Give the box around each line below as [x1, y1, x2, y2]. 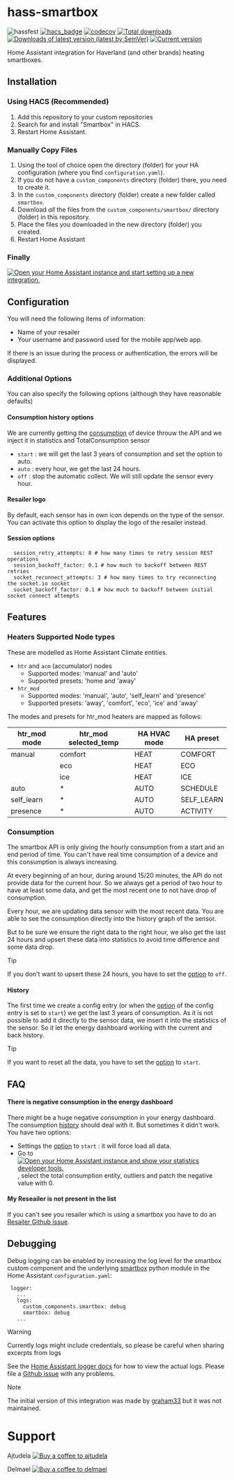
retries [7, 568, 30, 575]
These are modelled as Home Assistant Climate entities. [7, 648, 168, 656]
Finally [7, 252, 31, 262]
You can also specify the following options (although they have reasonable [7, 390, 221, 398]
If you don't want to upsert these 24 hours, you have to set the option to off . [7, 970, 227, 978]
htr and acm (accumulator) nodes [17, 661, 113, 670]
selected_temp [68, 737, 119, 747]
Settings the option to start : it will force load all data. [17, 1141, 172, 1150]
